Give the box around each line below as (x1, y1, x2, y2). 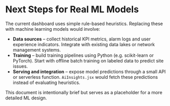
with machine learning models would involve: (5, 26, 100, 32)
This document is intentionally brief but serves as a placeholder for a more (5, 89, 163, 95)
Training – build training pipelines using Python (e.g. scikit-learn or (12, 52, 154, 58)
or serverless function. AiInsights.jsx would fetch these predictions (12, 74, 158, 80)
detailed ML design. (5, 95, 47, 101)
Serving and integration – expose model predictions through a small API (12, 68, 166, 75)
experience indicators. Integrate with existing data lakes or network (12, 41, 155, 47)
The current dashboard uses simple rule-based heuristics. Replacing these (5, 20, 163, 27)
